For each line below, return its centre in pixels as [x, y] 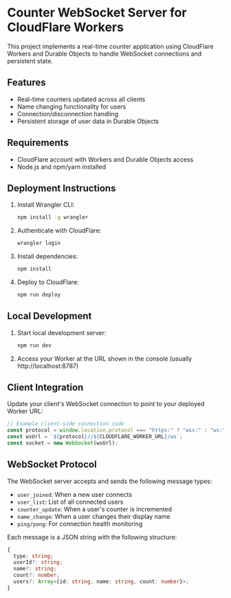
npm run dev [34, 345]
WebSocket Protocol [52, 465]
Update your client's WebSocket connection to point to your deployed [106, 404]
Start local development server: [62, 332]
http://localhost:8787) [48, 365]
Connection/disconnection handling [68, 114]
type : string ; [33, 556]
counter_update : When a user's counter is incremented [95, 509]
